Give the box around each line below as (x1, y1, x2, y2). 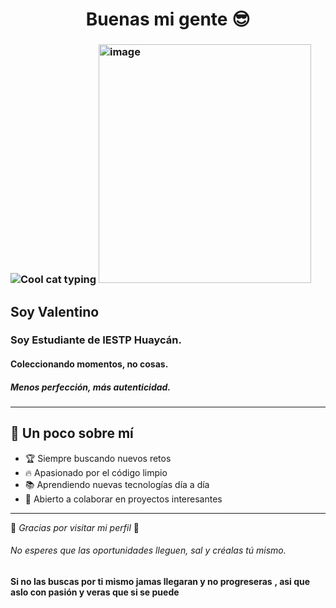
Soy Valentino (10, 303, 100, 320)
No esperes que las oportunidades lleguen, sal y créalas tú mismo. (10, 544, 287, 557)
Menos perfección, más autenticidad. (10, 381, 172, 393)
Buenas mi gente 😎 (85, 8, 251, 31)
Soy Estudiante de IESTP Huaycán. (10, 333, 182, 347)
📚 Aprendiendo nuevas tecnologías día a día (24, 478, 210, 490)
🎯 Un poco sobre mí (10, 425, 134, 442)
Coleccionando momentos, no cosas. (10, 358, 169, 370)
